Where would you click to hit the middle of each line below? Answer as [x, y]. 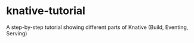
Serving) [17, 33]
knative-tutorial [46, 11]
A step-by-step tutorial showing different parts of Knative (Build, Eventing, [97, 27]
